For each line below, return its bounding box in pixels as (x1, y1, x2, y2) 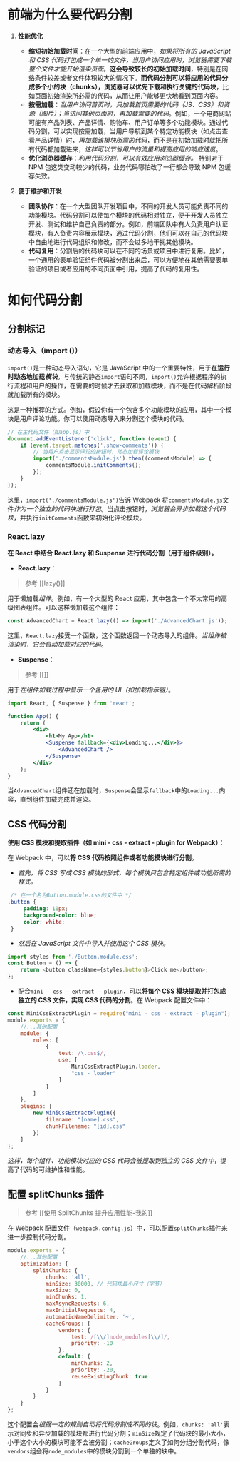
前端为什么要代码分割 (7, 6, 133, 23)
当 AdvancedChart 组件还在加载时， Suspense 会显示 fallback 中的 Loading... (7, 786, 219, 795)
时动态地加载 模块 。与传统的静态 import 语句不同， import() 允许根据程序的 (7, 372, 221, 380)
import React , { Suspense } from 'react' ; (7, 700, 135, 707)
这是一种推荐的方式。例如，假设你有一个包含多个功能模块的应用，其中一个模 (7, 405, 232, 414)
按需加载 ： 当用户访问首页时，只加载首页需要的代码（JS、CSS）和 (28, 100, 224, 109)
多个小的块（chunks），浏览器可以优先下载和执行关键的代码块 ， (34, 82, 223, 91)
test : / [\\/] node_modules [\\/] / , (71, 1333, 171, 1341)
